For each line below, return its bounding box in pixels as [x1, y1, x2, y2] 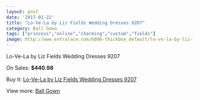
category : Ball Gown [6, 25, 58, 32]
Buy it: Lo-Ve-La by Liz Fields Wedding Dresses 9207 [6, 76, 137, 83]
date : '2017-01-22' [6, 14, 55, 20]
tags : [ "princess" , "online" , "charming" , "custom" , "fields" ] [6, 31, 156, 37]
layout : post [6, 8, 39, 15]
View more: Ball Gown [6, 87, 61, 94]
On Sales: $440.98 [6, 64, 54, 71]
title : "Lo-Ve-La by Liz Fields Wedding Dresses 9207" [6, 20, 145, 26]
